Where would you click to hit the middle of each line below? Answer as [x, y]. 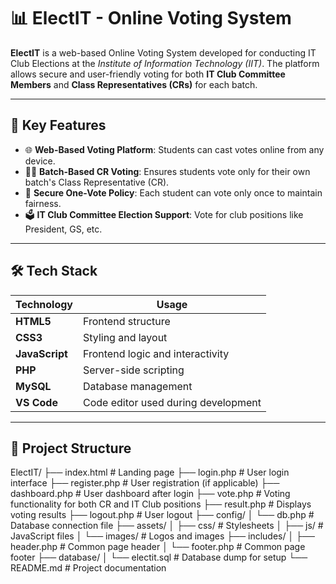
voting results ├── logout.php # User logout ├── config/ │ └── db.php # [162, 515]
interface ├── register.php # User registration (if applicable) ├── [145, 483]
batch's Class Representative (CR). [97, 182]
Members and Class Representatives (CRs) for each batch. [134, 84]
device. [40, 161]
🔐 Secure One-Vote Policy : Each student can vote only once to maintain [173, 192]
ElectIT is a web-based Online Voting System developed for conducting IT [163, 52]
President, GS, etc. [63, 229]
